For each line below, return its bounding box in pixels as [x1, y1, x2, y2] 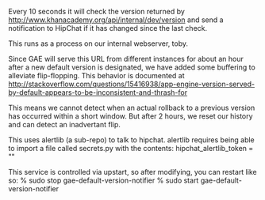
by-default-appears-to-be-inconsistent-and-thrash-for [8, 88, 188, 97]
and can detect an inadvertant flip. [8, 120, 121, 129]
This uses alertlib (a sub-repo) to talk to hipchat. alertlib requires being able [8, 135, 255, 145]
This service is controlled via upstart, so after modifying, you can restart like [8, 168, 257, 176]
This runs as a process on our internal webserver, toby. [8, 39, 189, 48]
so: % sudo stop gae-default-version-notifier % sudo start [8, 175, 199, 185]
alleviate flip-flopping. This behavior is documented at [8, 71, 185, 80]
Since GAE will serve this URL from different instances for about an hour [8, 55, 244, 63]
